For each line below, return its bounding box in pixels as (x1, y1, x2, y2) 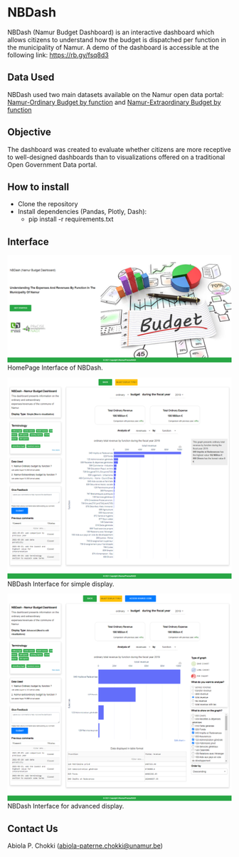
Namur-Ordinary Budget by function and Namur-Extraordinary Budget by (7, 98, 222, 106)
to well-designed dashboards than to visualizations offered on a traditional (7, 153, 225, 161)
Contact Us (7, 822, 58, 835)
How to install (7, 181, 70, 193)
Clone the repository (17, 200, 78, 208)
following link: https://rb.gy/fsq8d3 (7, 51, 109, 59)
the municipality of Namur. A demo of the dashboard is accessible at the (7, 43, 219, 51)
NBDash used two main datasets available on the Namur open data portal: (7, 90, 224, 98)
